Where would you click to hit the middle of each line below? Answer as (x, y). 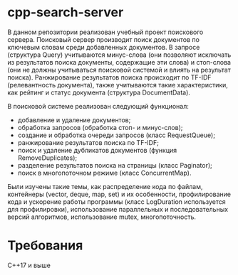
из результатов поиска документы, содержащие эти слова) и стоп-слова (119, 62)
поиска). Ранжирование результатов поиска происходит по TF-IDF (109, 77)
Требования (45, 246)
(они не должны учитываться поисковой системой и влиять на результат (119, 70)
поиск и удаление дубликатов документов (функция (97, 150)
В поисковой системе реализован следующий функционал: (98, 106)
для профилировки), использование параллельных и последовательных (118, 209)
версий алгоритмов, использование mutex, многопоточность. (102, 217)
